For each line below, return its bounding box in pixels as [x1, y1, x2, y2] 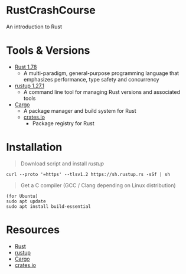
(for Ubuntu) [6, 193, 38, 199]
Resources [6, 223, 60, 236]
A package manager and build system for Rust [23, 107, 137, 114]
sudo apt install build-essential [6, 203, 92, 210]
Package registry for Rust [32, 119, 94, 127]
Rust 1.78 [14, 63, 37, 70]
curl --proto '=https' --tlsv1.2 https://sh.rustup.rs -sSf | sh [6, 171, 170, 177]
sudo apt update [6, 198, 46, 204]
